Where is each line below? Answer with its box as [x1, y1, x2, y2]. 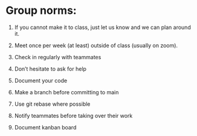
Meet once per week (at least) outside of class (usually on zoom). [14, 42, 178, 49]
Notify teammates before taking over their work [14, 112, 133, 119]
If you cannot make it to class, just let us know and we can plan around [14, 24, 191, 31]
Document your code [14, 77, 68, 84]
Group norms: [5, 4, 77, 18]
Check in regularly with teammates [14, 53, 102, 60]
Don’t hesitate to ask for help [14, 65, 87, 73]
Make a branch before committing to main [14, 88, 119, 96]
